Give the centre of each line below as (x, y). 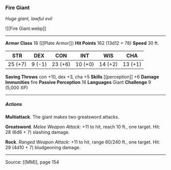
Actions (14, 104)
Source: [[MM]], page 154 (32, 162)
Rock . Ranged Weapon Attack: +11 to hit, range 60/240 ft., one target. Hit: (83, 142)
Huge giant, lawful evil (29, 19)
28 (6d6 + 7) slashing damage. (38, 132)
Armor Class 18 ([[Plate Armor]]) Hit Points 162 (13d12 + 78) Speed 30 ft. (82, 43)
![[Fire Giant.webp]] (26, 29)
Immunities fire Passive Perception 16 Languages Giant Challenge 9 (78, 82)
